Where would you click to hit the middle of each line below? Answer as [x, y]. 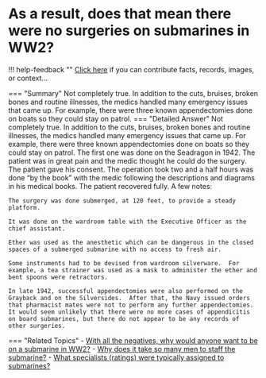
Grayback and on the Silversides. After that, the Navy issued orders [129, 298]
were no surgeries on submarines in [129, 31]
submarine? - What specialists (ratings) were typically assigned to [116, 357]
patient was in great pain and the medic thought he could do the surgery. [128, 160]
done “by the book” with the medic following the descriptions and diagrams [132, 177]
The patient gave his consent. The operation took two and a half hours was [131, 169]
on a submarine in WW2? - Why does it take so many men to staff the [122, 349]
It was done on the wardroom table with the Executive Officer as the [127, 222]
